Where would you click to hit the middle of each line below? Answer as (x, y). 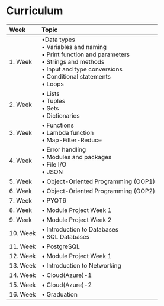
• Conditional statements (76, 76)
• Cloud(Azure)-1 (67, 275)
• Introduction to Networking (81, 265)
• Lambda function (67, 132)
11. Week (22, 246)
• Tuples (53, 100)
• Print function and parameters (86, 54)
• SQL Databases (65, 236)
